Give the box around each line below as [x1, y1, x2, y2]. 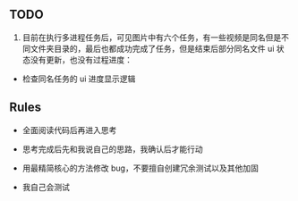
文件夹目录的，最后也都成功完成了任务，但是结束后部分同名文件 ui [30, 43, 275, 54]
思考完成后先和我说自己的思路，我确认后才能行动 [21, 143, 203, 155]
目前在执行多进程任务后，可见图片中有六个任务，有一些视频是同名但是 [21, 31, 282, 43]
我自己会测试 [21, 181, 70, 192]
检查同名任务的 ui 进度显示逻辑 [21, 73, 136, 84]
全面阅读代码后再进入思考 [21, 124, 117, 135]
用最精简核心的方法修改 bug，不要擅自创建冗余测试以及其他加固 [21, 163, 260, 173]
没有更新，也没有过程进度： [30, 54, 132, 65]
